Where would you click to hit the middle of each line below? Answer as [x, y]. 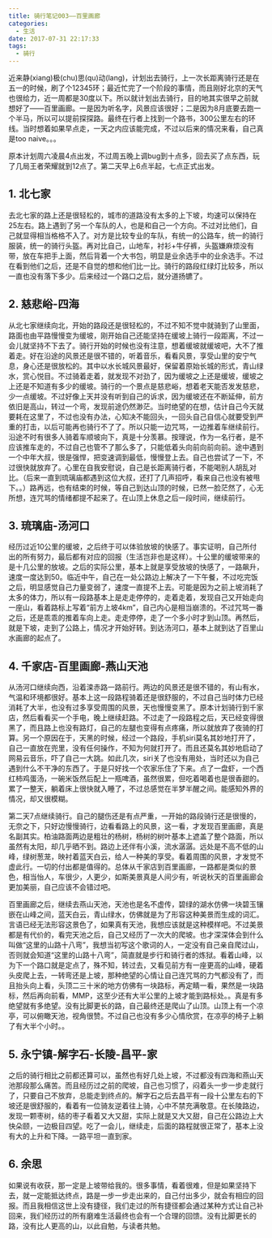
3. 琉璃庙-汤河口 [49, 526]
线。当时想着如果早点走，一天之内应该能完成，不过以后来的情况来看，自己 [132, 128]
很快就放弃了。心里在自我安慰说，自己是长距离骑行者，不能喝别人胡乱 [132, 467]
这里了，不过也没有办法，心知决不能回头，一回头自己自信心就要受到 [143, 416]
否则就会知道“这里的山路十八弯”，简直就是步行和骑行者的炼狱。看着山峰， [132, 955]
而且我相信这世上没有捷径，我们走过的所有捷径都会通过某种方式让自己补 [143, 1206]
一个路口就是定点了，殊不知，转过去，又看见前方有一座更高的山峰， [136, 965]
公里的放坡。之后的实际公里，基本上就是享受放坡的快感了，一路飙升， [147, 567]
